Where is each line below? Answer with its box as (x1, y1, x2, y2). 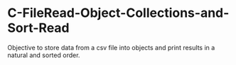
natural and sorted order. (7, 51, 80, 59)
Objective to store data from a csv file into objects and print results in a (7, 43, 215, 52)
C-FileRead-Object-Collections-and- (7, 5, 230, 21)
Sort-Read (7, 20, 70, 36)
